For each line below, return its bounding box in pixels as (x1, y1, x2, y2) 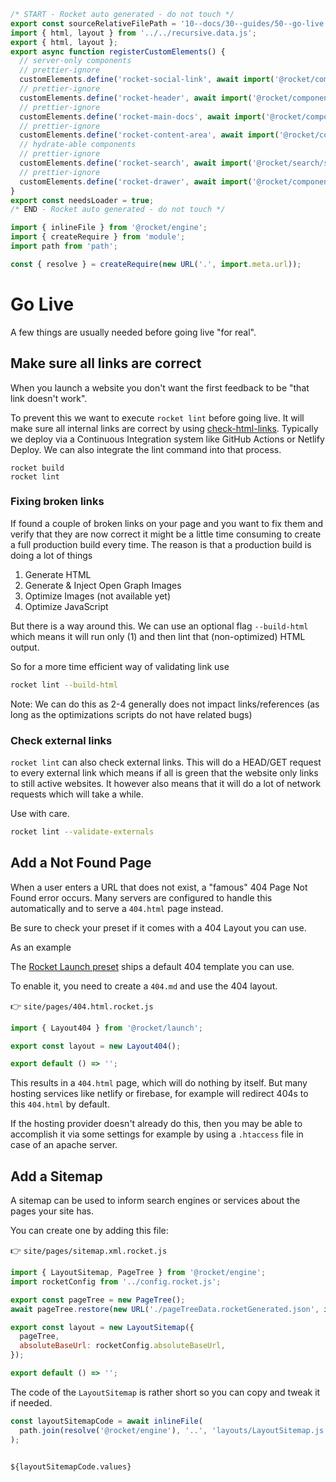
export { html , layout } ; (10, 37, 118, 47)
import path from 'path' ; (10, 241, 118, 251)
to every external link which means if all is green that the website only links (10, 766, 319, 779)
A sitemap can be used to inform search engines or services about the (10, 1195, 301, 1207)
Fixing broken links (10, 495, 105, 509)
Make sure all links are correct (10, 355, 202, 372)
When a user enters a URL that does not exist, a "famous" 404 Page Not (10, 881, 308, 893)
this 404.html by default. (10, 1098, 110, 1110)
